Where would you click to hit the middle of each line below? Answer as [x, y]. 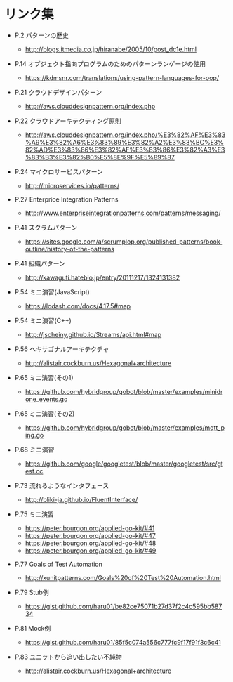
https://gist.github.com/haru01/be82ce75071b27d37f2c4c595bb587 [124, 606]
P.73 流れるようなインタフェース [62, 485]
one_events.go [46, 399]
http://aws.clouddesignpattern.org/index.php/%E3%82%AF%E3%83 [125, 135]
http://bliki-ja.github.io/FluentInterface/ [81, 499]
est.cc [34, 471]
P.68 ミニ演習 [34, 450]
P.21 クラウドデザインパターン [58, 92]
